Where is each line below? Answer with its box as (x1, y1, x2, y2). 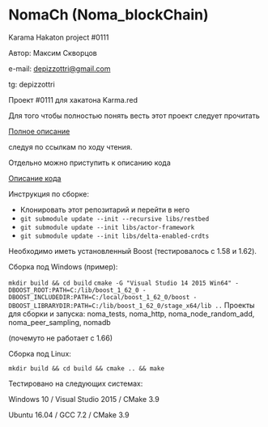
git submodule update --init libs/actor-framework (19, 223, 195, 231)
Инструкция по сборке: (8, 188, 89, 199)
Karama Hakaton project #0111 (8, 32, 109, 42)
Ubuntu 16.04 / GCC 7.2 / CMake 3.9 (8, 410, 130, 420)
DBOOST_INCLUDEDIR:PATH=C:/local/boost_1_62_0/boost (8, 293, 190, 301)
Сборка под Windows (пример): (8, 261, 118, 272)
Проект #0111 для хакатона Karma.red (8, 95, 138, 104)
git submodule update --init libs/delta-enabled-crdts (19, 232, 210, 240)
